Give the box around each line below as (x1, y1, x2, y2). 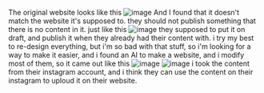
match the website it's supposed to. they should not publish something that (8, 16, 256, 26)
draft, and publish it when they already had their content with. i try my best (8, 33, 254, 42)
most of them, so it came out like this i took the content (8, 59, 250, 68)
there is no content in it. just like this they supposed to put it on (8, 25, 246, 34)
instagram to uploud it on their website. (8, 76, 138, 85)
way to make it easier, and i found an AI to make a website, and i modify (8, 51, 245, 59)
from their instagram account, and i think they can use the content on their (8, 67, 254, 76)
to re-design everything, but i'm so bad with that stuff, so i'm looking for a (8, 42, 251, 51)
